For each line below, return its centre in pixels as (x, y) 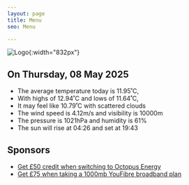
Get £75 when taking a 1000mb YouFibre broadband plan (99, 174)
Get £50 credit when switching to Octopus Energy (89, 167)
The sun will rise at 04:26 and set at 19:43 (77, 128)
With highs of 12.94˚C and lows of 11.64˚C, (78, 99)
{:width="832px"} (54, 52)
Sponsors (29, 150)
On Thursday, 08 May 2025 (68, 74)
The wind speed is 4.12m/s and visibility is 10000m (90, 113)
